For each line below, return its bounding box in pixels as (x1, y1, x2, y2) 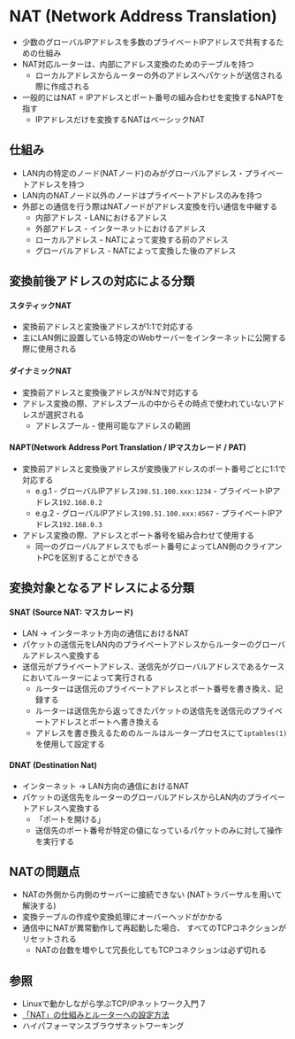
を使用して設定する (34, 739, 106, 749)
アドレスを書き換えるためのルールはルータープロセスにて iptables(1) (34, 728, 288, 739)
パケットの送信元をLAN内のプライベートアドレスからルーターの (21, 640, 254, 650)
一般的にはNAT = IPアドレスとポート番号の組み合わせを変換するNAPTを (21, 91, 284, 103)
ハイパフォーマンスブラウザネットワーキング (21, 1020, 185, 1031)
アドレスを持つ (29, 179, 85, 190)
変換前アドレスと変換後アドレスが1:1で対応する (21, 322, 194, 332)
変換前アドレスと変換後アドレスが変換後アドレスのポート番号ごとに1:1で (21, 463, 287, 474)
